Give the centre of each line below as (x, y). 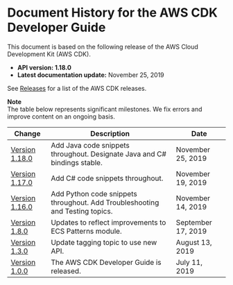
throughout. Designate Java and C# (109, 154)
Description (110, 133)
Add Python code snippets (94, 193)
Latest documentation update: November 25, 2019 (90, 75)
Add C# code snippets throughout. (107, 178)
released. (66, 270)
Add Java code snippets (90, 145)
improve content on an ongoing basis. (61, 116)
